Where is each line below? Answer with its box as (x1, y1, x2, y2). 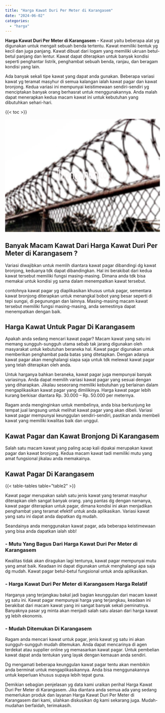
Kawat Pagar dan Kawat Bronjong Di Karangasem (5, 432, 160, 441)
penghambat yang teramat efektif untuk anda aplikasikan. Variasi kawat (5, 508, 150, 514)
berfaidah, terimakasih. (25, 702, 72, 708)
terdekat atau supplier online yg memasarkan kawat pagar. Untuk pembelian (5, 646, 160, 652)
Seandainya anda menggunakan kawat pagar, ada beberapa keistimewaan (5, 523, 156, 529)
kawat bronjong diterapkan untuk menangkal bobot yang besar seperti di (5, 293, 153, 299)
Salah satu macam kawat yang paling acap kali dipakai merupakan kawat (5, 445, 153, 451)
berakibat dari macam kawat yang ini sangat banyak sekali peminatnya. (5, 602, 150, 608)
